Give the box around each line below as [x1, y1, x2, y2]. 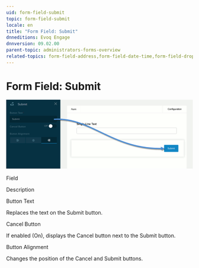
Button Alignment [6, 243, 49, 250]
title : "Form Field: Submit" [6, 28, 78, 34]
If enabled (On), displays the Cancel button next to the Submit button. [6, 232, 176, 239]
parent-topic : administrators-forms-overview [6, 47, 120, 53]
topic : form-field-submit [6, 15, 70, 22]
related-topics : [6, 53, 46, 59]
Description [6, 186, 34, 193]
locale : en [6, 22, 33, 28]
